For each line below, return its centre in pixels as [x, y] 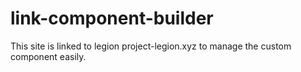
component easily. [48, 56]
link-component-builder [112, 18]
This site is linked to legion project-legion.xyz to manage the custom [151, 46]
